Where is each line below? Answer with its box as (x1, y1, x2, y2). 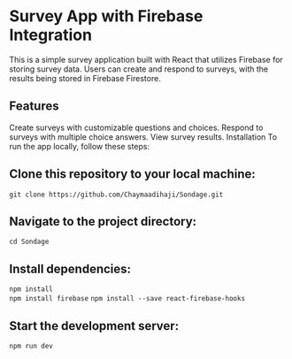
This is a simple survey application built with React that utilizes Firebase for (9, 54, 283, 65)
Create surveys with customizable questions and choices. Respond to (9, 122, 264, 133)
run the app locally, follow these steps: (9, 141, 150, 151)
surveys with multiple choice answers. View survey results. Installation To (9, 131, 277, 142)
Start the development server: (9, 318, 180, 333)
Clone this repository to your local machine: (9, 166, 257, 182)
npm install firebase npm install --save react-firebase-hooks (9, 294, 246, 303)
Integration (9, 25, 93, 45)
